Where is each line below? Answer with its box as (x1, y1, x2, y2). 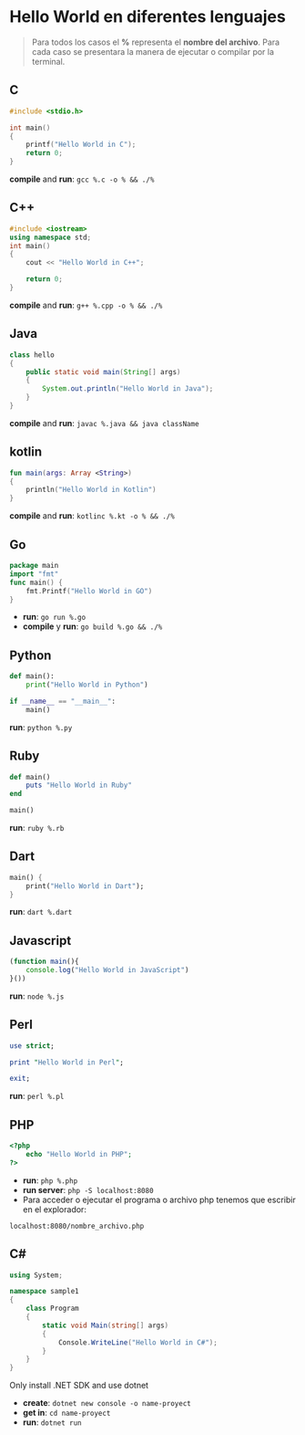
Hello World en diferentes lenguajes (9, 6, 287, 27)
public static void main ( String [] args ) (25, 367, 181, 376)
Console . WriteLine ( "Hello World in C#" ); (57, 1337, 219, 1347)
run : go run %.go (22, 612, 86, 623)
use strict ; (9, 1041, 55, 1051)
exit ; (9, 1074, 30, 1084)
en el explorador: (22, 1203, 86, 1215)
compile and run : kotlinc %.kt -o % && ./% (9, 510, 175, 521)
